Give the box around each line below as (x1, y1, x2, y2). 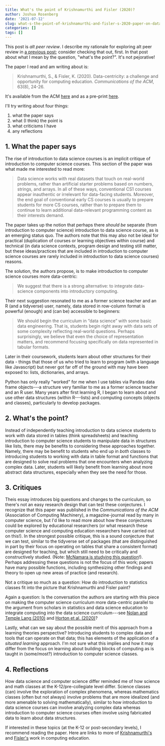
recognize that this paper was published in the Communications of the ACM (5, 507, 159, 513)
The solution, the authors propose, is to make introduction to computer (5, 268, 148, 274)
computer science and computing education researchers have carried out (5, 528, 155, 534)
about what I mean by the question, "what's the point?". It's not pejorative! (5, 54, 155, 60)
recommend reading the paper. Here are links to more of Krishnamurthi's (5, 730, 152, 736)
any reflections (12, 128, 43, 134)
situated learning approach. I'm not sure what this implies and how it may (5, 640, 154, 646)
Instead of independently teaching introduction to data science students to (5, 427, 156, 433)
